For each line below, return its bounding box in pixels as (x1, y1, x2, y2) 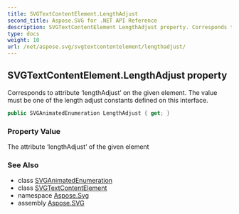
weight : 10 (7, 37, 40, 44)
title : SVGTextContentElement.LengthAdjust (7, 10, 139, 18)
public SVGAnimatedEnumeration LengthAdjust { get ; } (7, 109, 171, 117)
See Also (7, 160, 39, 170)
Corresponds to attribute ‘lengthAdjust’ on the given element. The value (7, 88, 218, 96)
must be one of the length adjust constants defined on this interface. (7, 96, 208, 104)
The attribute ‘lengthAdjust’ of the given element (7, 142, 149, 151)
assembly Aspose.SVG (17, 199, 85, 208)
